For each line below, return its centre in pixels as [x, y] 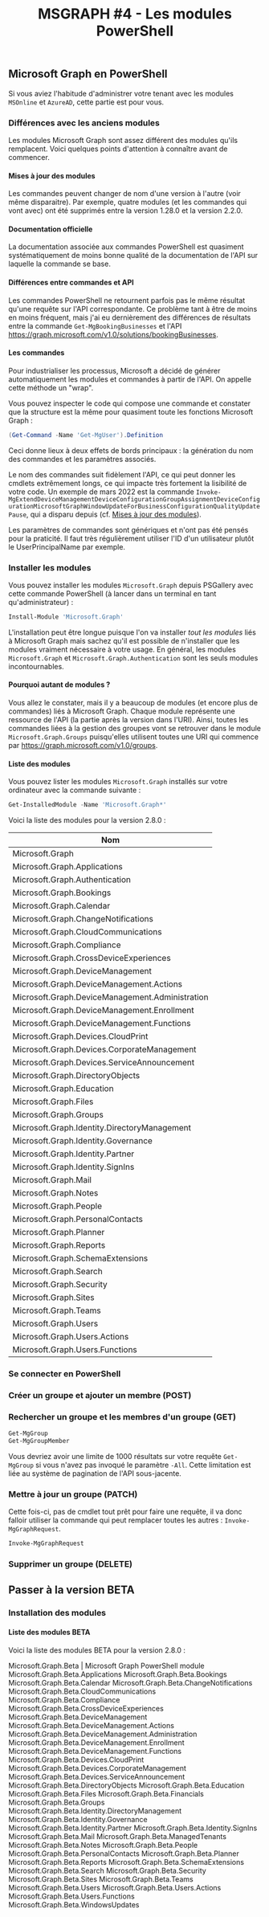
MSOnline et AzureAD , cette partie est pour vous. [86, 102]
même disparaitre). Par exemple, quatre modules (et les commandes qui [128, 202]
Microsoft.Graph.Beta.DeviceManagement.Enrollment [96, 1742]
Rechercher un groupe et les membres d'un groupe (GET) [122, 1416]
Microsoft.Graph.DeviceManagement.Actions [98, 984]
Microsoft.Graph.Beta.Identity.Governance [78, 1819]
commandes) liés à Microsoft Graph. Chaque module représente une [122, 711]
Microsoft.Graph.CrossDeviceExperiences [92, 958]
